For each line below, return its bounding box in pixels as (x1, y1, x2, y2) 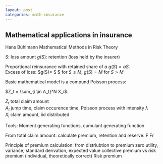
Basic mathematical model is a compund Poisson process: (5, 79, 126, 85)
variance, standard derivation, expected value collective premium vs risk (5, 147, 156, 153)
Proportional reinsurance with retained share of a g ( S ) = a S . (5, 64, 130, 70)
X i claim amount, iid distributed (5, 112, 70, 119)
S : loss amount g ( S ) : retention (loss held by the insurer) (5, 54, 120, 60)
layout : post (5, 7, 33, 13)
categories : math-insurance (5, 12, 65, 17)
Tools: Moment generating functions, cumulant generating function (5, 122, 145, 129)
